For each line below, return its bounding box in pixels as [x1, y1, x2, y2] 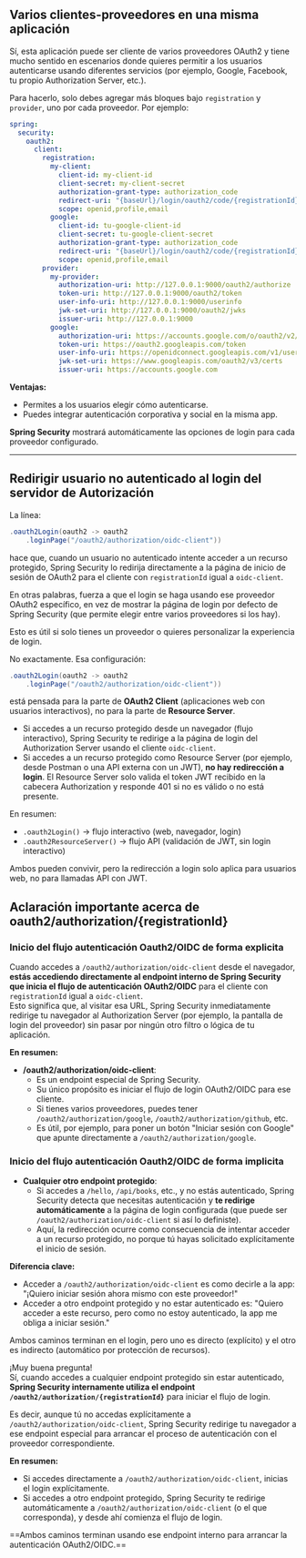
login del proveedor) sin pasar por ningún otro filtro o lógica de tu [9, 1020, 255, 1031]
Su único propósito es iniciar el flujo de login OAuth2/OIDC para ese [36, 1084, 291, 1095]
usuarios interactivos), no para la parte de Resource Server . [9, 706, 236, 717]
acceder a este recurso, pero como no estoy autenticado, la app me [22, 1308, 278, 1319]
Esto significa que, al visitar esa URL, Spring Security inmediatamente [9, 1001, 271, 1012]
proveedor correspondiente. [9, 1438, 116, 1449]
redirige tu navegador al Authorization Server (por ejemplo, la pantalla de [9, 1010, 284, 1021]
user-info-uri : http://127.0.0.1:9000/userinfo [57, 298, 243, 307]
